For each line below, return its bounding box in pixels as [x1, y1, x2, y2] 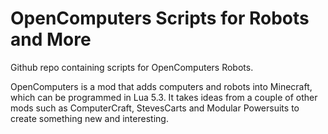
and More [10, 28, 92, 51]
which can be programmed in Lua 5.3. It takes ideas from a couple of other [10, 91, 318, 103]
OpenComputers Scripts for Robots [10, 7, 310, 30]
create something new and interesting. [10, 112, 169, 124]
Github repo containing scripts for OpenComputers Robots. [10, 61, 254, 73]
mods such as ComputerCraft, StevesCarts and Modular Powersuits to [10, 102, 300, 114]
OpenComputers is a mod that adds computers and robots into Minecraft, [10, 80, 313, 92]
